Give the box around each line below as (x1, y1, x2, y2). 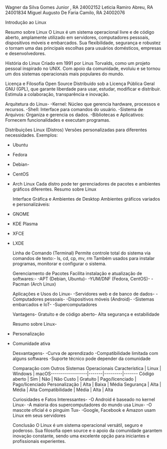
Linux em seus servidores (12, 412, 66, 418)
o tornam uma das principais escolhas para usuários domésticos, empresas (5, 45, 161, 51)
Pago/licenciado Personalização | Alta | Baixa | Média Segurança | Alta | (12, 382, 161, 387)
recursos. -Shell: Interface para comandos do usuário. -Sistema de (5, 107, 143, 112)
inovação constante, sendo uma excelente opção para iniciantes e (12, 433, 149, 439)
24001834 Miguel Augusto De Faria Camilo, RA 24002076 (5, 10, 125, 16)
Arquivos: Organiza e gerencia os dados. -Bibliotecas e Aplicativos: (5, 112, 144, 118)
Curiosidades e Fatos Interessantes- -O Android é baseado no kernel (12, 397, 155, 402)
